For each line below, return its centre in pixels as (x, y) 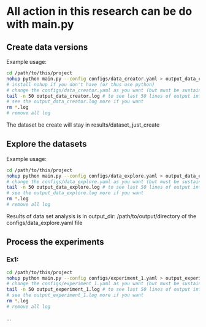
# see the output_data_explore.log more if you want (75, 193)
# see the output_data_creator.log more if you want (75, 102)
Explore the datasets (47, 144)
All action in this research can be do (99, 11)
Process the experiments (55, 242)
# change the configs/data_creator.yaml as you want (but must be (93, 90)
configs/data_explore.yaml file (44, 223)
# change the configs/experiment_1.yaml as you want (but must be (93, 284)
